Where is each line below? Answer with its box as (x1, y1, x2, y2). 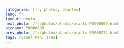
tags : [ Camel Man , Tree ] (5, 35, 58, 40)
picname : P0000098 (5, 26, 44, 31)
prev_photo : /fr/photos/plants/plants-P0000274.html (5, 30, 119, 35)
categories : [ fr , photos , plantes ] (5, 7, 81, 12)
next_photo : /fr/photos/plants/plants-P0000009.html (5, 21, 119, 26)
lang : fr (5, 12, 24, 17)
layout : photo (5, 16, 36, 21)
